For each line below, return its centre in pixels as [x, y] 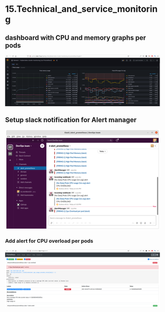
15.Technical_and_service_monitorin [82, 9]
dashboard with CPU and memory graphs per [76, 38]
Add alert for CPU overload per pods [49, 241]
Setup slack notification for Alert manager [71, 120]
